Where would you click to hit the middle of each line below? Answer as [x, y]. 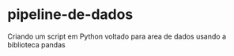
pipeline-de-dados [70, 15]
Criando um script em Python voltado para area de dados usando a [117, 36]
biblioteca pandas [36, 44]
